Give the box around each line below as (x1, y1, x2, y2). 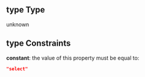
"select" (6, 66, 28, 72)
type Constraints (6, 38, 71, 49)
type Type (6, 5, 45, 15)
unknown (6, 20, 29, 28)
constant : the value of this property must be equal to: (6, 54, 140, 61)
